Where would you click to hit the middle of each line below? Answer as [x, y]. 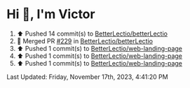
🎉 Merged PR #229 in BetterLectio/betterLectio [85, 41]
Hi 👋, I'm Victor [51, 14]
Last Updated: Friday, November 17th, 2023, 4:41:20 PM [88, 77]
